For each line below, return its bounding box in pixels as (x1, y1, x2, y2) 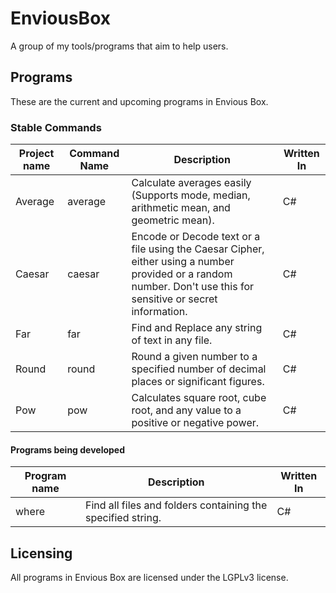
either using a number (131, 255, 235, 269)
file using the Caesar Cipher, (131, 242, 265, 256)
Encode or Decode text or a (131, 230, 261, 244)
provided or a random (131, 267, 233, 281)
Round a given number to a (131, 350, 258, 364)
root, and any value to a (131, 403, 242, 417)
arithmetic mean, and (131, 201, 231, 215)
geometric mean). (131, 213, 215, 227)
